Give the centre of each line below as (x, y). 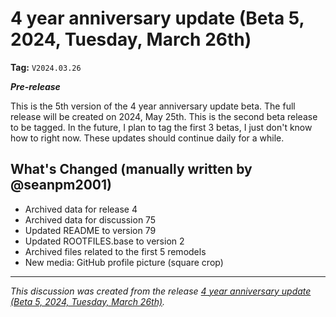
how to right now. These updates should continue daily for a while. (147, 138)
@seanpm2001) (61, 185)
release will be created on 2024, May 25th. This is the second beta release (164, 116)
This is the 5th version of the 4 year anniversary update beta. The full (153, 106)
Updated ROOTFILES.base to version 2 (104, 241)
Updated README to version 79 (90, 230)
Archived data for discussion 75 (90, 219)
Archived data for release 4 (81, 209)
